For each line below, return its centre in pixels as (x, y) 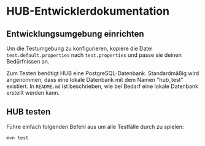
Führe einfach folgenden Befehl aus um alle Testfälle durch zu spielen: (95, 126)
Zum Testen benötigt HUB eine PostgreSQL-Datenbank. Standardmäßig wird (103, 73)
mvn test (17, 138)
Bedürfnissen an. (28, 61)
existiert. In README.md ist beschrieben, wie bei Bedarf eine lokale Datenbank (102, 86)
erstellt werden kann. (33, 93)
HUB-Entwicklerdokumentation (88, 11)
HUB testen (29, 112)
